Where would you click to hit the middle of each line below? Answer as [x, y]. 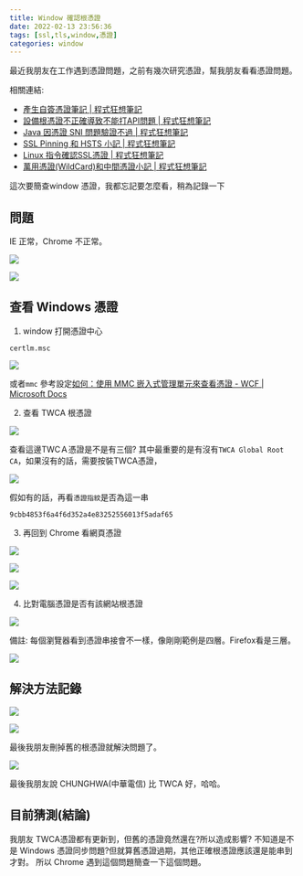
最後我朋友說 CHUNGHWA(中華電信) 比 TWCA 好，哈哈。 [117, 784]
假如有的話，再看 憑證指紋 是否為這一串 [79, 497]
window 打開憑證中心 [63, 331]
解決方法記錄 [46, 689]
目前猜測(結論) [50, 815]
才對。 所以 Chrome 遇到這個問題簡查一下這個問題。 [108, 861]
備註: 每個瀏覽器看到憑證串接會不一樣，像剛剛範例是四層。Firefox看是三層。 [153, 640]
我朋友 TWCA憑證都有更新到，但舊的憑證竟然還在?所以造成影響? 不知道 [144, 839]
